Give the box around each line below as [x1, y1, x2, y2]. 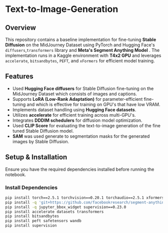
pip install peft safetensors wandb [5, 219, 81, 224]
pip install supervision [5, 223, 57, 228]
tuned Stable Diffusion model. [12, 128, 74, 134]
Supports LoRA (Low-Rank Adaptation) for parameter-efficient [12, 96, 143, 102]
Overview [5, 23, 36, 32]
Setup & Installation [5, 153, 67, 162]
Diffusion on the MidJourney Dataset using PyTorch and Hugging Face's [5, 42, 155, 48]
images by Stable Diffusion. [12, 138, 69, 144]
